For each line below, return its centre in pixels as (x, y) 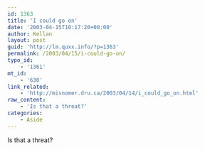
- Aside (31, 119)
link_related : (28, 87)
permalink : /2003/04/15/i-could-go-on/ (67, 54)
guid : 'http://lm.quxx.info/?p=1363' (63, 47)
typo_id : (20, 60)
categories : (25, 113)
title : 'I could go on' (43, 21)
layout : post (27, 41)
